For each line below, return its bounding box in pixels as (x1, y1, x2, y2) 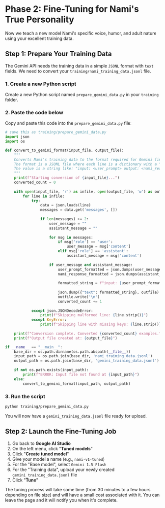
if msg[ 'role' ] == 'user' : (57, 239, 113, 244)
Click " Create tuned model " (12, 451, 69, 457)
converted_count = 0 (14, 180, 56, 185)
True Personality (5, 14, 75, 25)
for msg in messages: (49, 235, 93, 240)
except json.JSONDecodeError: (31, 308, 93, 313)
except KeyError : (31, 317, 67, 322)
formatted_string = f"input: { (57, 281, 122, 286)
